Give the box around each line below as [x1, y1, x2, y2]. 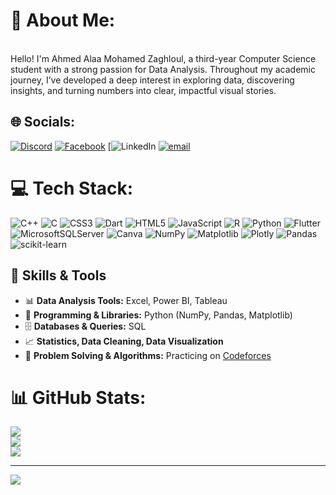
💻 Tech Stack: [10, 177, 134, 199]
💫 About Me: [10, 9, 116, 32]
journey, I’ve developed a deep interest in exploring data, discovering [10, 74, 295, 86]
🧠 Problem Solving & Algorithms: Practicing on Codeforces [24, 349, 272, 361]
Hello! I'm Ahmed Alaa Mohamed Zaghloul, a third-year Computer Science [10, 52, 317, 64]
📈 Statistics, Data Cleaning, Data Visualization [24, 335, 224, 347]
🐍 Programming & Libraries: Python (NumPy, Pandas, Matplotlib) [24, 309, 293, 321]
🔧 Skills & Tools [10, 267, 107, 284]
